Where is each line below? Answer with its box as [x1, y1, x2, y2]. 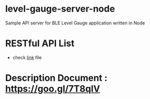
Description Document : [5, 72, 108, 84]
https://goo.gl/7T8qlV [5, 83, 100, 94]
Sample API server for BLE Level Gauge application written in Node [5, 20, 145, 26]
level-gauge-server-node [5, 3, 115, 15]
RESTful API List [5, 38, 74, 49]
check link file [12, 54, 42, 60]
